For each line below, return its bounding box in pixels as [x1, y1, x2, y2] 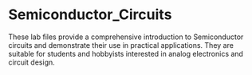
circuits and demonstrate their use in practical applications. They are [8, 40, 234, 49]
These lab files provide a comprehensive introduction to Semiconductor [8, 32, 244, 41]
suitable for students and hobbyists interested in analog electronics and [8, 49, 243, 58]
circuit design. [8, 57, 56, 67]
